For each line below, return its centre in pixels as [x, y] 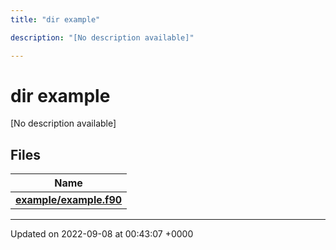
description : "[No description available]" [102, 37]
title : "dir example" [55, 19]
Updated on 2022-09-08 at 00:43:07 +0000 [102, 234]
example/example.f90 [69, 200]
